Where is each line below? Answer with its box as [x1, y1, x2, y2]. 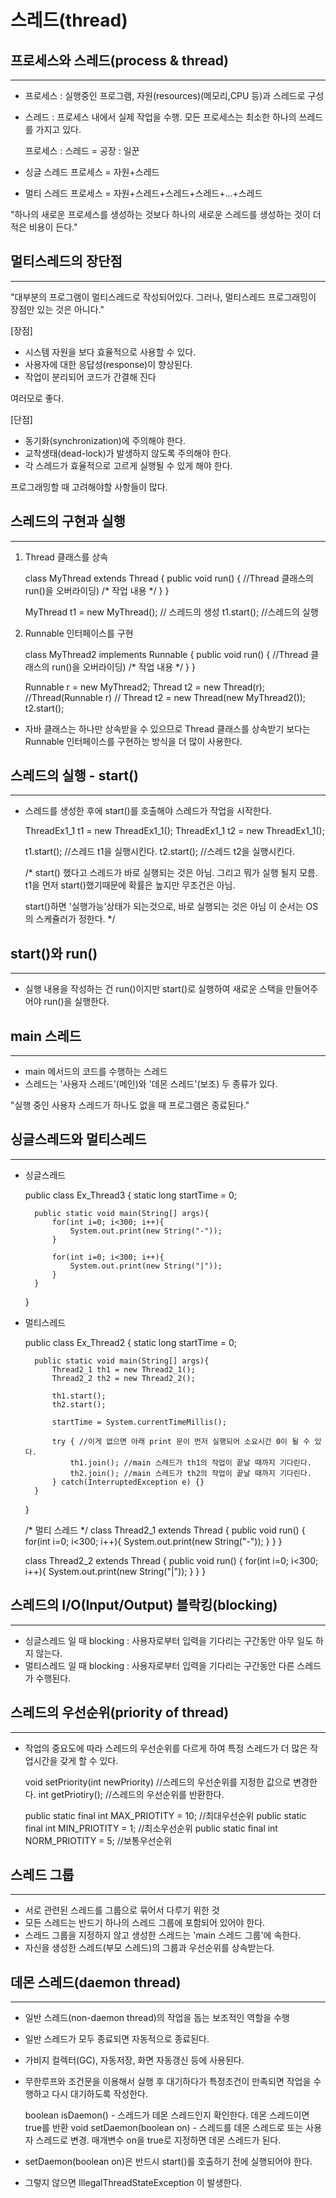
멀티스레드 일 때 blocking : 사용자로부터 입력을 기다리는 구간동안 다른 [24, 1659, 295, 1671]
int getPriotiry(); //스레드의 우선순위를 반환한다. [38, 1788, 225, 1800]
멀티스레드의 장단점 [10, 253, 123, 270]
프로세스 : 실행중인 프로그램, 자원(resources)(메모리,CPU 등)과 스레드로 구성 [24, 90, 325, 101]
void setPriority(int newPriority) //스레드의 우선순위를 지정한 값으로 [24, 1776, 292, 1788]
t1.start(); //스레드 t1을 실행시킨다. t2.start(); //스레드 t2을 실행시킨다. [24, 846, 296, 858]
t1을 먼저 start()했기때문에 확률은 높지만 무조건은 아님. [24, 879, 236, 891]
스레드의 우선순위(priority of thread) [10, 1704, 230, 1721]
